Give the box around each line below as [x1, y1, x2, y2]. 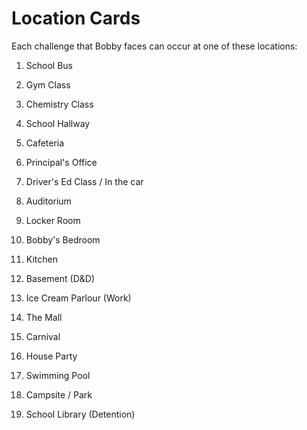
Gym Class [25, 78, 71, 91]
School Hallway [25, 117, 91, 129]
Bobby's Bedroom [25, 233, 101, 246]
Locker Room [25, 214, 81, 226]
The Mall [25, 311, 63, 323]
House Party [25, 350, 78, 362]
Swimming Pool [25, 369, 91, 381]
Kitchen [25, 253, 58, 265]
